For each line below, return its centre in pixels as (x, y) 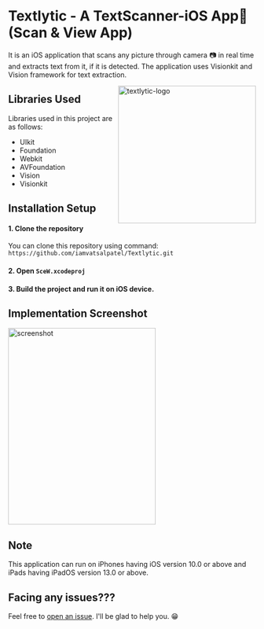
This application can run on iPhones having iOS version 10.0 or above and (127, 565)
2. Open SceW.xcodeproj (47, 270)
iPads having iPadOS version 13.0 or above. (79, 572)
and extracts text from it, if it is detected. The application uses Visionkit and (130, 66)
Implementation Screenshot (78, 313)
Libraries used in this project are (60, 118)
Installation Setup (52, 209)
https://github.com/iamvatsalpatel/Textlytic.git (91, 254)
